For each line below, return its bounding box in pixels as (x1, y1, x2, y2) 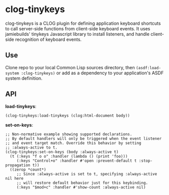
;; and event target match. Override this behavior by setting (5, 140, 142, 145)
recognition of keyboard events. (15, 36, 82, 42)
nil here (5, 176, 24, 181)
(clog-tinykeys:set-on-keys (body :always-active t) (5, 149, 119, 155)
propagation (5, 163, 30, 168)
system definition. (5, 75, 43, 81)
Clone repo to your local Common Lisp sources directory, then (5, 64, 135, 70)
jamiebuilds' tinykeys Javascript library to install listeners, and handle (5, 31, 150, 37)
